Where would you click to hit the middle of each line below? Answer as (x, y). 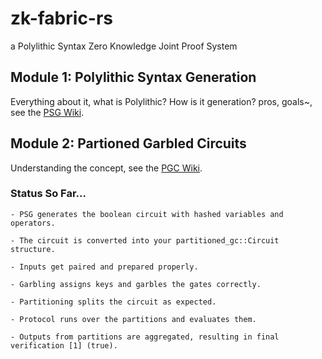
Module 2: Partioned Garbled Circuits (128, 143)
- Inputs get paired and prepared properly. (104, 267)
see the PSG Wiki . (47, 112)
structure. (33, 249)
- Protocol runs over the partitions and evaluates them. (133, 319)
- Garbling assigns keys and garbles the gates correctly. (136, 284)
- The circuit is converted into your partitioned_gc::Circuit (145, 240)
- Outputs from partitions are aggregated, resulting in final (145, 337)
